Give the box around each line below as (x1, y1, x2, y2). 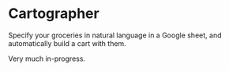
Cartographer (8, 5, 100, 23)
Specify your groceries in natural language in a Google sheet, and (8, 30, 222, 40)
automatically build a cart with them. (8, 38, 126, 48)
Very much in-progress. (8, 54, 85, 63)
